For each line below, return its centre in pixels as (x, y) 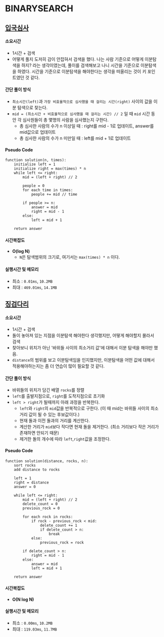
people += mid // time (54, 195)
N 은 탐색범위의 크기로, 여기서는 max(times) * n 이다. (70, 257)
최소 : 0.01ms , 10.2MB (32, 281)
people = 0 (34, 186)
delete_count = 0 (40, 504)
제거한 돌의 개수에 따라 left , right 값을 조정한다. (65, 439)
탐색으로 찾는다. (32, 107)
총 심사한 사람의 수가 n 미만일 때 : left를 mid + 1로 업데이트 (75, 138)
